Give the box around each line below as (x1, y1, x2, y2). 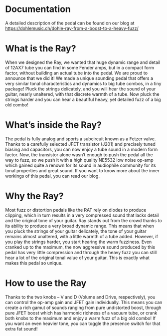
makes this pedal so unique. (5, 260, 63, 266)
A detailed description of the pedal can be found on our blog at (5, 20, 135, 26)
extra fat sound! (5, 326, 38, 332)
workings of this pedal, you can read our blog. (5, 173, 100, 179)
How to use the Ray (5, 277, 87, 289)
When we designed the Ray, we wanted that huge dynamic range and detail (5, 59, 161, 65)
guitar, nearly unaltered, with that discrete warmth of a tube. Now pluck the (5, 91, 160, 97)
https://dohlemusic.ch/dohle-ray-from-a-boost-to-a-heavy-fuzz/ (5, 25, 139, 31)
